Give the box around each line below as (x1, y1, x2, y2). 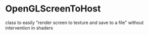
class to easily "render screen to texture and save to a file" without (5, 19, 144, 25)
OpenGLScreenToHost (5, 3, 101, 14)
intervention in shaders (5, 24, 53, 30)
